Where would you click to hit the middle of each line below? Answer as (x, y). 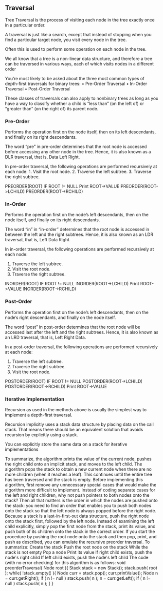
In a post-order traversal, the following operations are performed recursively (81, 347)
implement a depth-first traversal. (39, 415)
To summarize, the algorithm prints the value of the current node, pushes (78, 459)
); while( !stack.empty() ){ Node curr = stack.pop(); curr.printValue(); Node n (81, 573)
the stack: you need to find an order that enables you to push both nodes (78, 506)
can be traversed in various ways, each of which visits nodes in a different (80, 63)
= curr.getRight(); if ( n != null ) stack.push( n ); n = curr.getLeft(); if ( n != (78, 578)
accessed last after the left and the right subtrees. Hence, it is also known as (82, 332)
